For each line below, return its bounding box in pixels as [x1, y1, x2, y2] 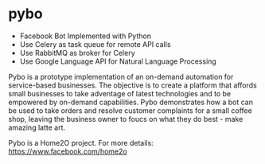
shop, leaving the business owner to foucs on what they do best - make [8, 114, 244, 123]
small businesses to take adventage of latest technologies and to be [8, 88, 232, 98]
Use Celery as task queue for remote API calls [19, 39, 171, 49]
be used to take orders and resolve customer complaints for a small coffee [8, 105, 252, 115]
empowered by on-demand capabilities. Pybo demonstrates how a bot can [8, 97, 253, 107]
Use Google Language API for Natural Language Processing [19, 57, 216, 66]
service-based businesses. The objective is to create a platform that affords [8, 80, 257, 90]
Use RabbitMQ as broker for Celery [19, 48, 135, 57]
